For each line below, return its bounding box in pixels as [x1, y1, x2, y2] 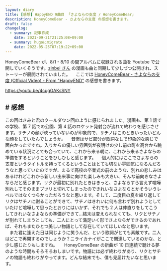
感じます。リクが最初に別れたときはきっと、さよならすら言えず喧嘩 [22, 180, 162, 186]
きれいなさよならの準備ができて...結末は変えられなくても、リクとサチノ [13, 211, 161, 217]
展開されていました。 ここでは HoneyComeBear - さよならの [26, 71, 156, 77]
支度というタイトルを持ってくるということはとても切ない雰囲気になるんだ [5, 161, 157, 167]
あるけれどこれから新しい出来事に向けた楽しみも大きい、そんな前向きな [5, 173, 153, 180]
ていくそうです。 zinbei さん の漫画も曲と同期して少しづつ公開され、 [13, 65, 154, 71]
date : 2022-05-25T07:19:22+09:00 [14, 44, 83, 49]
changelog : [5, 26, 28, 31]
